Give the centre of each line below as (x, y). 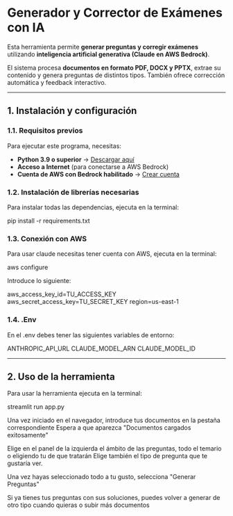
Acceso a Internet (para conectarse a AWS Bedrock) (93, 167)
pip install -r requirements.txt (49, 220)
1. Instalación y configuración (72, 111)
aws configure (28, 267)
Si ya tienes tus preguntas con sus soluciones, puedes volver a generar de (114, 498)
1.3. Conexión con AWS (47, 239)
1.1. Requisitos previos (45, 131)
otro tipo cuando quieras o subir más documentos (79, 505)
